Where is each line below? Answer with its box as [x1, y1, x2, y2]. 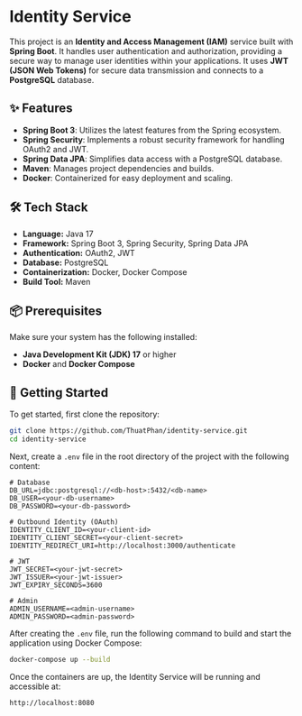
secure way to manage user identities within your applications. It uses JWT [9, 55, 288, 66]
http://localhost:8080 [9, 698, 95, 707]
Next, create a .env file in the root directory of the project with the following [9, 451, 290, 462]
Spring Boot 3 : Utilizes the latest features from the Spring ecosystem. [22, 124, 282, 135]
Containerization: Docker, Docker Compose [22, 266, 188, 277]
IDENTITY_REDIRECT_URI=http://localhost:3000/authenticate [9, 541, 236, 550]
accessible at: [9, 681, 61, 692]
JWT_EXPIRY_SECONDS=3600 [9, 580, 103, 590]
